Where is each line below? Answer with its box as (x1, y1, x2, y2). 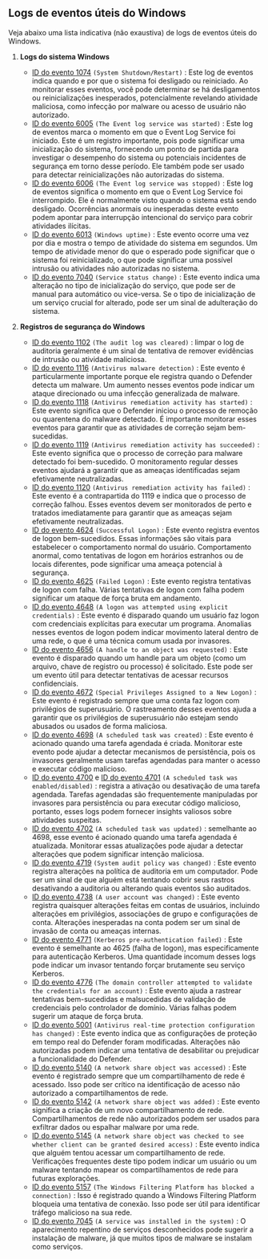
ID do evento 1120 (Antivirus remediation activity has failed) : (31, 482, 250, 492)
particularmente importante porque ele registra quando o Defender (31, 371, 253, 381)
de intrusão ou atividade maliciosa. (31, 354, 147, 364)
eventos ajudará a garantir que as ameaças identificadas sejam (31, 465, 241, 475)
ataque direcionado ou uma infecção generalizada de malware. (31, 389, 240, 398)
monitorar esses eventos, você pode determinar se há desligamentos (31, 84, 261, 94)
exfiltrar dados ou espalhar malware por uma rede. (31, 1122, 200, 1131)
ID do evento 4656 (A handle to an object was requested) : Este (31, 644, 248, 654)
